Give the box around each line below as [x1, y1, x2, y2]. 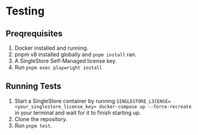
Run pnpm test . [14, 122, 52, 129]
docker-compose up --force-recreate [98, 104, 192, 110]
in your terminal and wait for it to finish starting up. [14, 109, 141, 116]
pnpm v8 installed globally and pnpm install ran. [14, 51, 137, 58]
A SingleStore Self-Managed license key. [14, 58, 117, 64]
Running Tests [5, 81, 61, 91]
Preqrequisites [5, 28, 63, 39]
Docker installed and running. [14, 44, 89, 51]
